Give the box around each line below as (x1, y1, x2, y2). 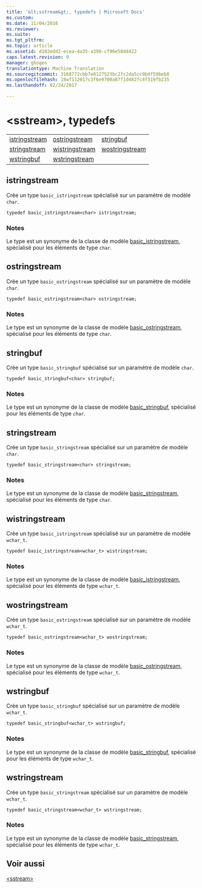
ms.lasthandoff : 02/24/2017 (6, 83, 78, 89)
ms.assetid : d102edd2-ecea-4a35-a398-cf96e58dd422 (6, 49, 137, 55)
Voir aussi (6, 859, 45, 869)
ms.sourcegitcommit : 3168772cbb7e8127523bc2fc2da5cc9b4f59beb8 (6, 71, 170, 77)
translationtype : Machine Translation (6, 65, 104, 72)
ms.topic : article (6, 43, 53, 49)
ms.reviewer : (6, 26, 39, 32)
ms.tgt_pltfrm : (6, 37, 45, 43)
